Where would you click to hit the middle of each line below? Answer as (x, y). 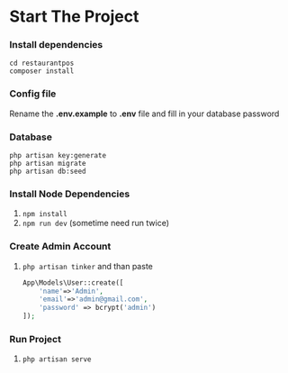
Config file (33, 94)
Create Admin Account (60, 247)
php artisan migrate (48, 164)
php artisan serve (57, 359)
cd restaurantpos (42, 64)
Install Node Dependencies (70, 194)
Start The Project (74, 17)
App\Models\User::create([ (73, 282)
